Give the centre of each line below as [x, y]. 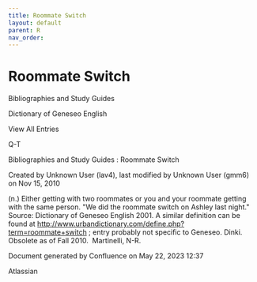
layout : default [35, 23]
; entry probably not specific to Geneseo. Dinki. [165, 232]
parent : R [25, 30]
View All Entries [34, 129]
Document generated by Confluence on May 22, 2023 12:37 [106, 256]
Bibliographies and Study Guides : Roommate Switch [94, 160]
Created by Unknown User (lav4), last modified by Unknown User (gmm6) [129, 175]
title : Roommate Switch [47, 15]
